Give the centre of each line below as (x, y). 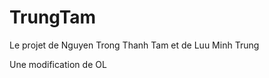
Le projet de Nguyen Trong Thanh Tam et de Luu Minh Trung (134, 45)
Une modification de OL (58, 64)
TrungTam (53, 17)
